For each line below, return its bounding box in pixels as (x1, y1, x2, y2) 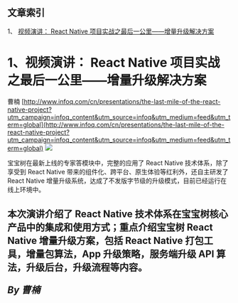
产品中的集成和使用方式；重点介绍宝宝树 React (7, 221, 213, 233)
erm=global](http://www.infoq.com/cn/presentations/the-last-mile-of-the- (7, 120, 225, 129)
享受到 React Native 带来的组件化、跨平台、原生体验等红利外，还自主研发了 (7, 167, 229, 176)
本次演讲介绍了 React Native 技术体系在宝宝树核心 (7, 208, 229, 220)
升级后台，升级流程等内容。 (26, 262, 148, 274)
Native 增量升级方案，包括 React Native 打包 (7, 235, 204, 247)
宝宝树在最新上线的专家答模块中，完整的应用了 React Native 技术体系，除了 (7, 159, 229, 167)
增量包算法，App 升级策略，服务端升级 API (26, 248, 215, 260)
